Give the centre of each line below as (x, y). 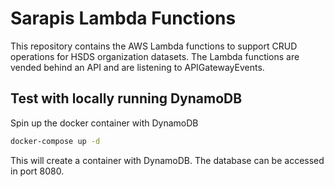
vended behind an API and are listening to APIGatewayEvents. (137, 67)
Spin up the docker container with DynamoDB (104, 123)
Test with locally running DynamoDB (126, 98)
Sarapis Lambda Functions (123, 18)
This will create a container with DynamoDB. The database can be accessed (167, 160)
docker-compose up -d (55, 141)
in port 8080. (37, 171)
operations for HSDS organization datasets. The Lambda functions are (155, 56)
